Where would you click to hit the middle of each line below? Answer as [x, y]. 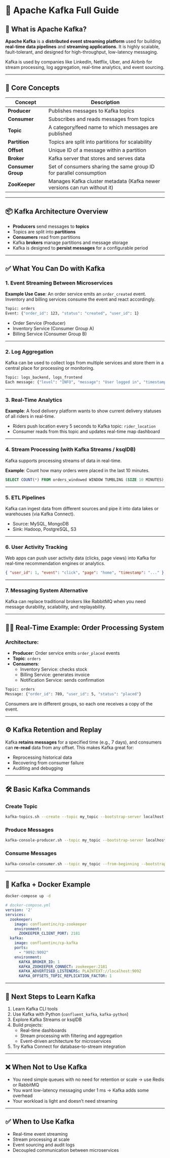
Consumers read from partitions [47, 237]
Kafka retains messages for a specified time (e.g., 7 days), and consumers [83, 742]
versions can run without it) [81, 187]
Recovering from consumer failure [48, 762]
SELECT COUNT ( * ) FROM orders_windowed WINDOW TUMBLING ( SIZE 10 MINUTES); [86, 480]
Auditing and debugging [38, 768]
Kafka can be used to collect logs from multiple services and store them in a [84, 363]
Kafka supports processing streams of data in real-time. [63, 461]
